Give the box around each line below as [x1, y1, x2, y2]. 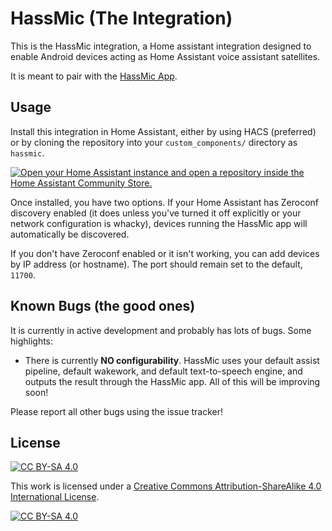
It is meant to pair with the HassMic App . [10, 70, 178, 82]
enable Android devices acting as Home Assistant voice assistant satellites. [10, 50, 321, 62]
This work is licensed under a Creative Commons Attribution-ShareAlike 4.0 [10, 480, 322, 492]
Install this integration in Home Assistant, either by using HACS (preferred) [10, 125, 317, 137]
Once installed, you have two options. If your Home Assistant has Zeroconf [10, 196, 319, 208]
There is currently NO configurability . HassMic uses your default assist [24, 354, 320, 366]
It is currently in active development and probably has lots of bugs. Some [10, 324, 312, 336]
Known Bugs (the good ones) [10, 298, 196, 315]
